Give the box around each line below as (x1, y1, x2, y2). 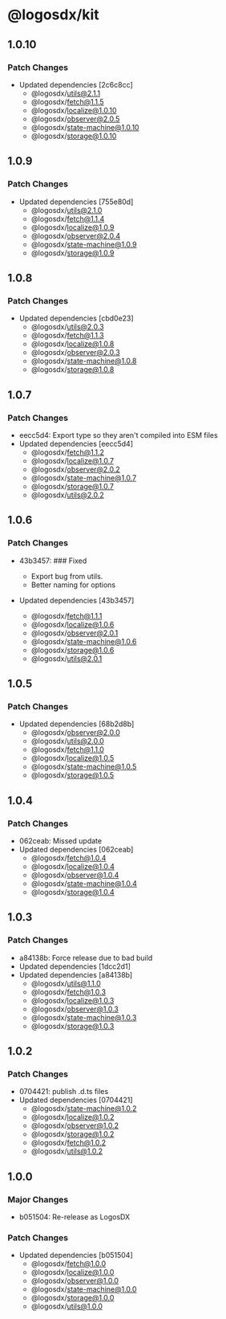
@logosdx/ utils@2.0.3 (30, 322, 105, 332)
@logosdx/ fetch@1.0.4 (30, 853, 107, 863)
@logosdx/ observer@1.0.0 (30, 1276, 119, 1286)
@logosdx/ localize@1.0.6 (30, 619, 115, 629)
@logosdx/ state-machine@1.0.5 (30, 762, 137, 772)
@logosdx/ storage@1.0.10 (30, 131, 117, 141)
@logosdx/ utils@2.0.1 (30, 653, 103, 664)
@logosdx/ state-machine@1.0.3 (30, 1012, 137, 1022)
